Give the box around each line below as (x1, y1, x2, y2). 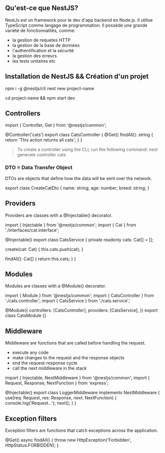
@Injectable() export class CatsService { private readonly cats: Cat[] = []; (5, 237, 154, 243)
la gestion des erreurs (12, 53, 57, 59)
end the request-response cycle (12, 360, 78, 366)
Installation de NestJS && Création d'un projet (5, 72, 149, 81)
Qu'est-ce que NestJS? (5, 4, 78, 12)
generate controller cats (17, 152, 66, 158)
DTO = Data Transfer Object (5, 164, 73, 171)
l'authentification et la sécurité (12, 47, 74, 53)
